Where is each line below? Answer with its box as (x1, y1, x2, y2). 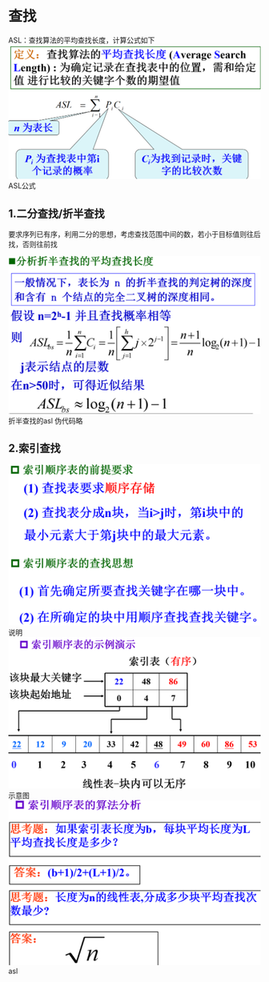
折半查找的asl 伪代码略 (8, 415, 83, 425)
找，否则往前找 (8, 239, 58, 249)
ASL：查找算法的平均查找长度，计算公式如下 (8, 35, 155, 45)
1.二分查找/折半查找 (8, 206, 106, 220)
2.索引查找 (8, 442, 62, 455)
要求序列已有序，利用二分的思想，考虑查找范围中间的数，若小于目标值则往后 (8, 229, 261, 238)
